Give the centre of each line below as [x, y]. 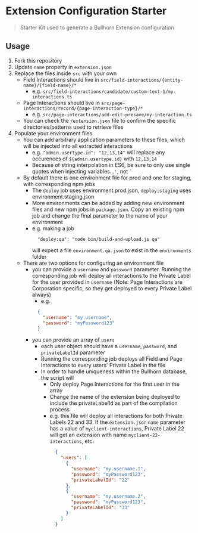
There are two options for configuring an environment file [93, 263]
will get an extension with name [88, 435]
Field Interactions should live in [61, 79]
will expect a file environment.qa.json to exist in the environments [111, 250]
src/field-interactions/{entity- [142, 80]
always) [42, 295]
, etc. [88, 441]
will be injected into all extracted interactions [78, 146]
